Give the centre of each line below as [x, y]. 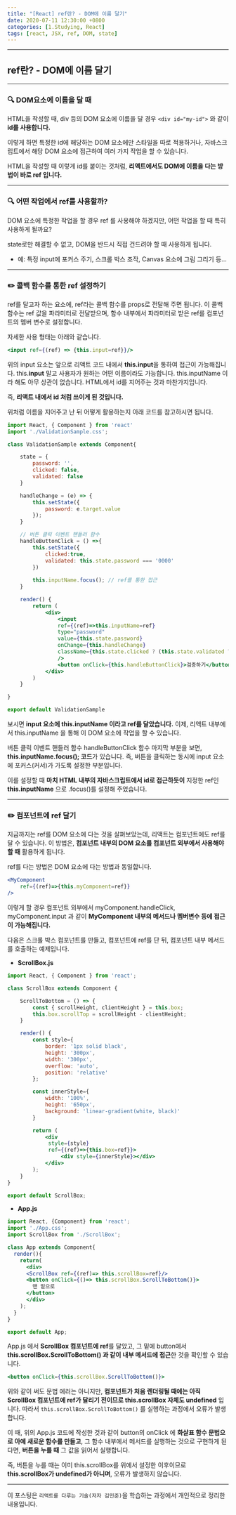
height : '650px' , [70, 1105]
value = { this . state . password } [100, 639]
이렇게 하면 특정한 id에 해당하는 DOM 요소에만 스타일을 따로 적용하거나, [105, 143]
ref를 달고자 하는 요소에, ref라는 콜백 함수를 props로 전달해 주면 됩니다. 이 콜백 [115, 304]
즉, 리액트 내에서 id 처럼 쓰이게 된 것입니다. [66, 397]
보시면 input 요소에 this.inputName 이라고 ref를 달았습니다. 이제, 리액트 [107, 724]
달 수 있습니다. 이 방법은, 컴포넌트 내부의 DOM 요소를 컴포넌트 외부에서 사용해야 [116, 843]
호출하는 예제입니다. [42, 949]
